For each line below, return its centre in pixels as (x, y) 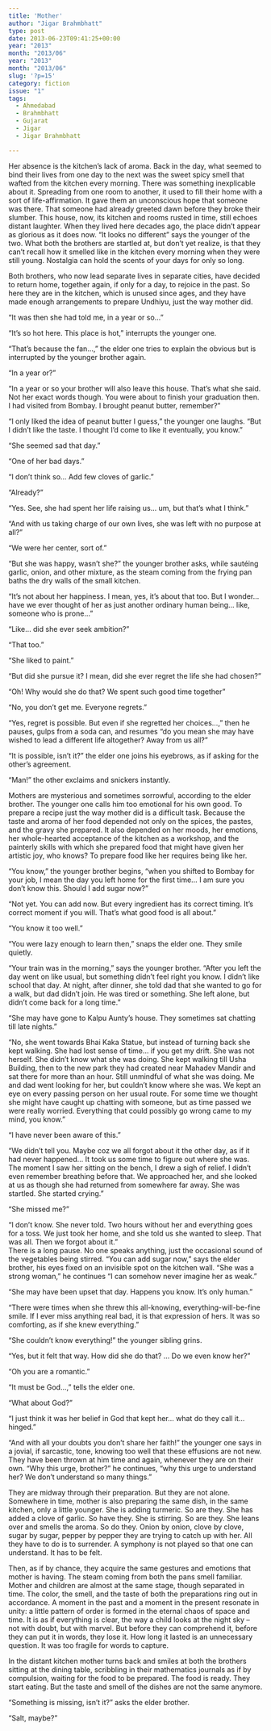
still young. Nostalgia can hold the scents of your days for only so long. (126, 260)
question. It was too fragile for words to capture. (89, 1645)
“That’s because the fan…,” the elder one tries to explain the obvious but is (132, 349)
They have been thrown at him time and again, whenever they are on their (131, 1459)
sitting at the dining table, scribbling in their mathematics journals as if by (130, 1669)
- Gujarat (32, 121)
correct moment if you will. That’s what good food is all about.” (112, 912)
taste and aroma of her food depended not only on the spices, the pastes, (131, 821)
